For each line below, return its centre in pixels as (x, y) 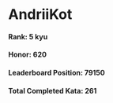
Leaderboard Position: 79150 (56, 72)
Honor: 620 (28, 55)
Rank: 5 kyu (28, 36)
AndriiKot (40, 15)
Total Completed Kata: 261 (53, 90)
